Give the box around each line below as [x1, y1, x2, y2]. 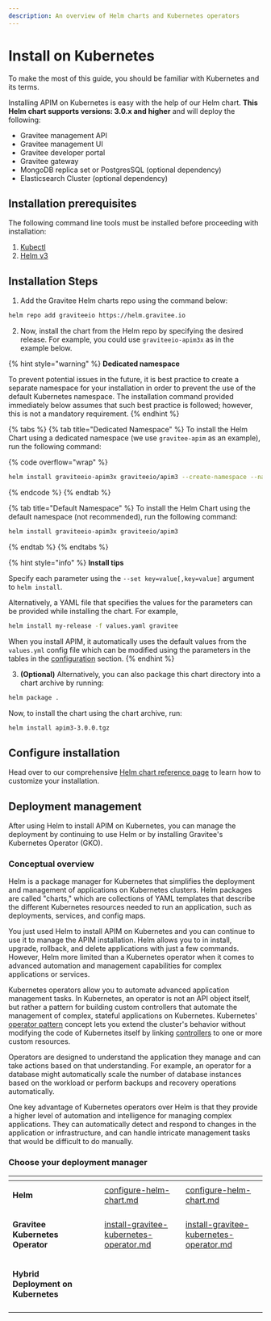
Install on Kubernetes [8, 46, 155, 65]
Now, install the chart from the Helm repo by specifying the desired [19, 326, 244, 336]
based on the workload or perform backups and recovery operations [8, 1078, 236, 1088]
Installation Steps [8, 274, 98, 288]
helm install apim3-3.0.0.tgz [8, 724, 110, 732]
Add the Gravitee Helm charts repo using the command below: [19, 296, 228, 305]
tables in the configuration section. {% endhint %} [8, 654, 175, 663]
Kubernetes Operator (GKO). [8, 838, 103, 848]
